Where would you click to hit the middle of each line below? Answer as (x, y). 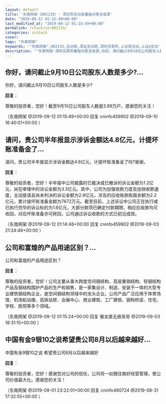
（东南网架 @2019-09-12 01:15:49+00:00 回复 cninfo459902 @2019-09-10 (82, 117)
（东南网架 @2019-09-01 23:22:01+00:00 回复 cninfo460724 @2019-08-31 (82, 390)
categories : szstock (26, 33)
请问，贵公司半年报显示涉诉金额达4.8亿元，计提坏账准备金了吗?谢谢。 (77, 162)
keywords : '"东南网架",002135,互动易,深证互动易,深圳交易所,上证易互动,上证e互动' (83, 46)
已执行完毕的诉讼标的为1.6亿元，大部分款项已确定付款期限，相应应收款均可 (82, 207)
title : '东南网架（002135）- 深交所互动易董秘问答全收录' (59, 14)
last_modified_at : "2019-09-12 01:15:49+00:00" (55, 23)
